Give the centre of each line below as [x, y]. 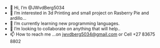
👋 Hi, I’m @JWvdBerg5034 [37, 8]
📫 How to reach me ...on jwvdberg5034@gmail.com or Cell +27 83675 [82, 34]
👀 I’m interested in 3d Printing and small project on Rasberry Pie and [80, 13]
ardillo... [18, 18]
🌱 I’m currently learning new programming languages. [65, 23]
